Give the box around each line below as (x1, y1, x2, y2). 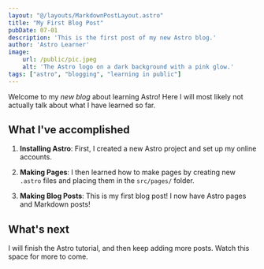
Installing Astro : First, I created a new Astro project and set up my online (19, 144, 257, 154)
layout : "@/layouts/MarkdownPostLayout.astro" (8, 11, 164, 20)
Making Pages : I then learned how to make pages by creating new (19, 167, 236, 177)
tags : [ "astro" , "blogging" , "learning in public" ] (8, 70, 181, 78)
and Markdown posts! (19, 200, 91, 209)
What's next (8, 222, 69, 236)
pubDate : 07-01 (8, 26, 58, 34)
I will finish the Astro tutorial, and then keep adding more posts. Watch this (8, 244, 250, 253)
